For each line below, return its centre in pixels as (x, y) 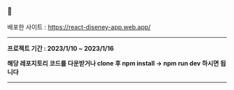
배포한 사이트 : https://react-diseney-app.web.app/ (79, 27)
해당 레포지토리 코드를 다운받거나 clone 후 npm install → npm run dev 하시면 (113, 63)
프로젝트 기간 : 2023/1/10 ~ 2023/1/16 (61, 49)
